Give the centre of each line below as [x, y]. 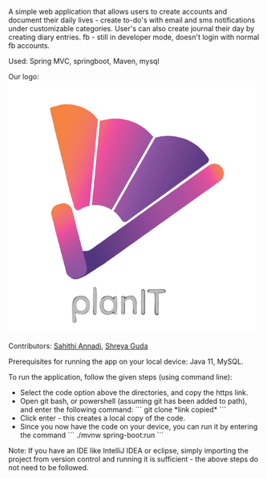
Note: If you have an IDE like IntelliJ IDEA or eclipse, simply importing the [128, 451]
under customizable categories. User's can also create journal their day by [131, 28]
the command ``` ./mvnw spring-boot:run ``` [92, 435]
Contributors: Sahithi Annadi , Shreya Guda [78, 346]
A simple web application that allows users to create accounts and [117, 12]
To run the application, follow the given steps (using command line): [120, 377]
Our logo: [24, 76]
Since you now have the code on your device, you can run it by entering [139, 427]
